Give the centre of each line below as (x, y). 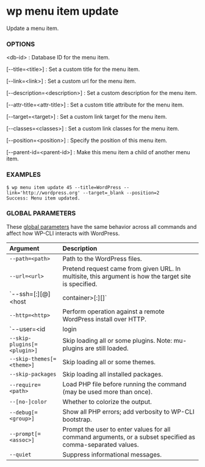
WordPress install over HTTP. (104, 319)
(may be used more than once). (107, 392)
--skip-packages (33, 374)
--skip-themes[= (33, 359)
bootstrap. (77, 419)
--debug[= (23, 412)
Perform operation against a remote (113, 312)
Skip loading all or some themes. (109, 362)
